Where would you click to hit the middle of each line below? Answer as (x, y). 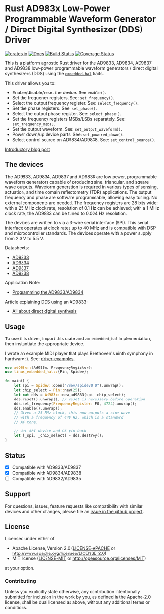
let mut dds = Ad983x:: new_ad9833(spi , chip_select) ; (70, 395)
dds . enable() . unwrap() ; (38, 408)
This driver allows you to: (31, 83)
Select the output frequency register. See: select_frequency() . (75, 103)
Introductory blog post (28, 149)
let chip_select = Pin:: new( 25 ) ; (48, 390)
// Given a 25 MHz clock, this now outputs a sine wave (72, 413)
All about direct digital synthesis (44, 311)
